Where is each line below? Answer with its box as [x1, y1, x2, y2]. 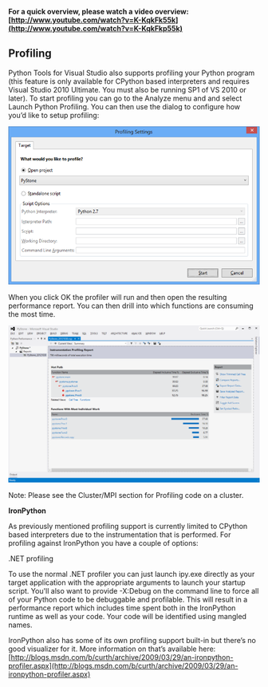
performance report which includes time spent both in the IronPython [8, 603, 236, 613]
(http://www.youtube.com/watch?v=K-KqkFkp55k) [8, 24, 183, 33]
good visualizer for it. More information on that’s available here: [8, 644, 216, 653]
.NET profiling [8, 554, 54, 563]
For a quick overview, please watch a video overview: [8, 7, 189, 16]
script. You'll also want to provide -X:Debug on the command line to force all [8, 586, 259, 596]
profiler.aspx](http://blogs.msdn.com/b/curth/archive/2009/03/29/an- [8, 661, 238, 671]
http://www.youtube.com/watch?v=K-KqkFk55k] [10, 15, 179, 25]
